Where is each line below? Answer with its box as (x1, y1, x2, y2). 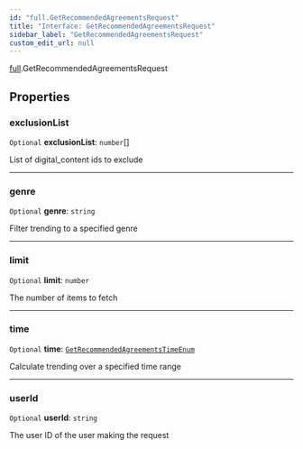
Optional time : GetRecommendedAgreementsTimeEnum (9, 344, 196, 354)
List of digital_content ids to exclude (9, 154, 143, 165)
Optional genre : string (9, 206, 96, 216)
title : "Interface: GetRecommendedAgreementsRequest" (9, 22, 216, 31)
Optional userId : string (9, 412, 97, 424)
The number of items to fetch (9, 292, 118, 303)
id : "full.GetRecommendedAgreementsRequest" (9, 13, 179, 23)
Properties (9, 89, 70, 105)
